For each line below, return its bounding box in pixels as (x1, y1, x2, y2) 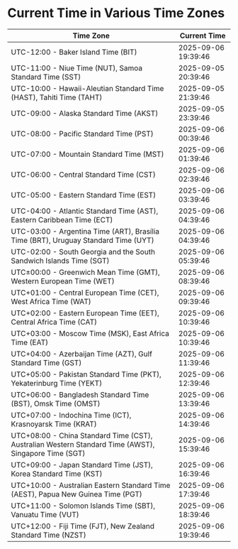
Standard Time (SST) (11, 72, 81, 82)
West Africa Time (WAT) (11, 296, 92, 306)
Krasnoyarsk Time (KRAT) (11, 419, 97, 429)
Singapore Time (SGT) (11, 448, 86, 458)
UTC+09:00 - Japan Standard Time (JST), (11, 460, 154, 469)
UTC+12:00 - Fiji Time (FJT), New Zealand (11, 521, 154, 531)
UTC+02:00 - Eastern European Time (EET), (11, 308, 159, 317)
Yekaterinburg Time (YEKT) (11, 378, 103, 388)
